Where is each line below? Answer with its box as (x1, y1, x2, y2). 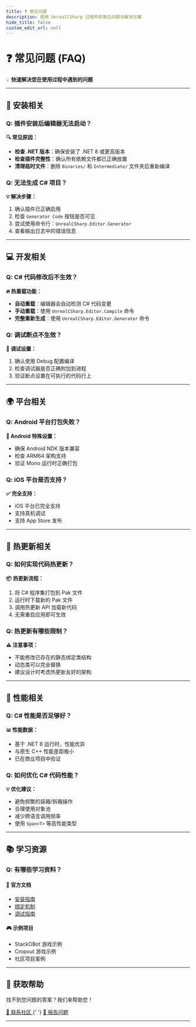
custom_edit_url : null (6, 25, 61, 31)
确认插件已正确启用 (14, 205, 61, 212)
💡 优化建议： (6, 785, 37, 793)
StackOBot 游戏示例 (14, 940, 62, 947)
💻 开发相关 (6, 252, 47, 262)
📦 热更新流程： (6, 575, 44, 582)
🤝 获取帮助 (6, 980, 44, 990)
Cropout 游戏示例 (14, 947, 57, 954)
